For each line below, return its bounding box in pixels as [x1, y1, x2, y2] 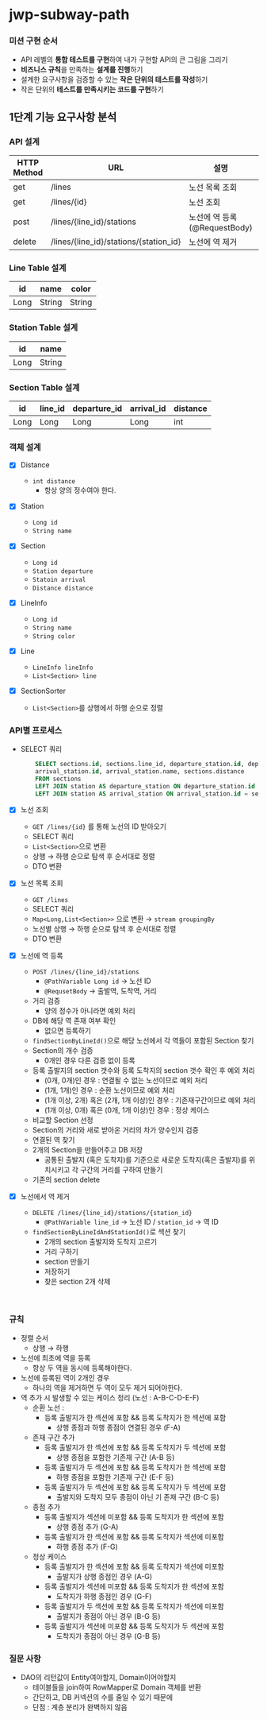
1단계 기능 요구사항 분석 [9, 110, 117, 124]
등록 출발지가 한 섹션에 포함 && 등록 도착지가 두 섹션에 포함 [44, 1442, 227, 1452]
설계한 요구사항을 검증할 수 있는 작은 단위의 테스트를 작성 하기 [20, 75, 208, 84]
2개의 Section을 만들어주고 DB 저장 [32, 1144, 143, 1154]
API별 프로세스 [9, 725, 63, 736]
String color [32, 632, 76, 641]
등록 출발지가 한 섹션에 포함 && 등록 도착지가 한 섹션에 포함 [44, 1412, 227, 1422]
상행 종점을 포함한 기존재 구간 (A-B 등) [55, 1452, 175, 1462]
